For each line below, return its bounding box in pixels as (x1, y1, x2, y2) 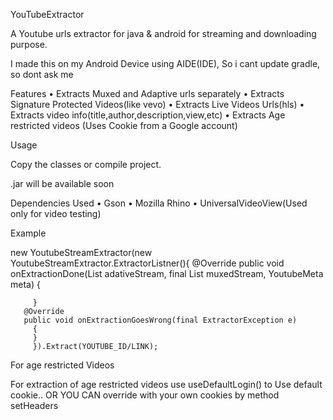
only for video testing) (10, 208, 102, 219)
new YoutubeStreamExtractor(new (10, 247, 153, 258)
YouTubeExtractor (10, 9, 85, 20)
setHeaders (10, 400, 59, 411)
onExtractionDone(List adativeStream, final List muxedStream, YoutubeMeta (10, 268, 324, 279)
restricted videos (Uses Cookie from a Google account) (10, 120, 238, 131)
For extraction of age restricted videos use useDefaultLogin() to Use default (10, 379, 323, 390)
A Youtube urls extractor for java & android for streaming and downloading (10, 28, 317, 39)
